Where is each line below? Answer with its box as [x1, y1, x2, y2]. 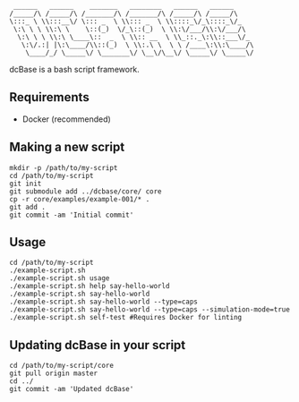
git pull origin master [9, 369, 98, 378]
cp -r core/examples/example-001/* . [9, 194, 150, 203]
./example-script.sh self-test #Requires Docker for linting [9, 313, 243, 322]
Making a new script [9, 140, 125, 155]
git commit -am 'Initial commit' [9, 210, 134, 219]
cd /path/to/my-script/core [9, 361, 115, 371]
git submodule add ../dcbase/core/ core [9, 186, 163, 196]
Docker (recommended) [21, 114, 112, 124]
